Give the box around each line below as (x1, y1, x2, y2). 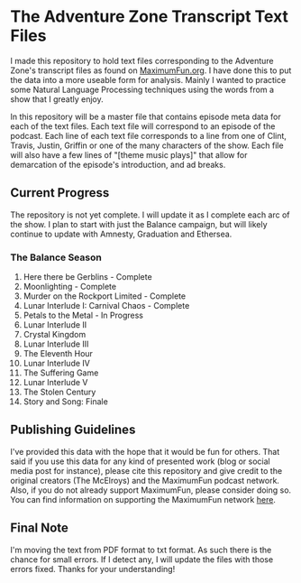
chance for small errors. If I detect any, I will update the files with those (10, 553, 274, 565)
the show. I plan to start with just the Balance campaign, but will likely (10, 218, 269, 229)
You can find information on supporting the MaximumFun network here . (10, 494, 276, 504)
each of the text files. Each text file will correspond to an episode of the (10, 120, 276, 132)
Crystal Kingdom (23, 329, 87, 340)
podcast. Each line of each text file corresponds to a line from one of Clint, (10, 130, 287, 141)
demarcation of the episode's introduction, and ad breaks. (10, 159, 226, 170)
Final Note (10, 521, 68, 536)
